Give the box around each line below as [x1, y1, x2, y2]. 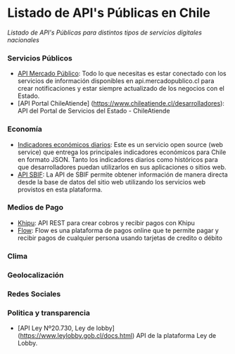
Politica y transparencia [7, 308, 90, 317]
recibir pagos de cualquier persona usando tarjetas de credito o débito [17, 234, 223, 242]
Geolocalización [7, 270, 64, 279]
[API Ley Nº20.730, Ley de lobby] [17, 324, 115, 332]
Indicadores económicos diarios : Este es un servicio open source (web [17, 140, 224, 148]
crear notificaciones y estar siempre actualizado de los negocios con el [17, 84, 225, 93]
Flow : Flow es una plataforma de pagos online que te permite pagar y [17, 226, 220, 234]
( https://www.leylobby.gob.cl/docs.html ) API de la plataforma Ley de [17, 331, 217, 339]
